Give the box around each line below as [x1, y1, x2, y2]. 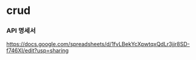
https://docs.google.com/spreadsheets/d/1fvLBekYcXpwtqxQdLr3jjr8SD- [6, 41, 191, 48]
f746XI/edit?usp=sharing [6, 47, 69, 55]
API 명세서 [6, 27, 36, 35]
